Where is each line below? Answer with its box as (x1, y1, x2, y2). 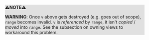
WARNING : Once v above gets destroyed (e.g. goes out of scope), (5, 14, 142, 20)
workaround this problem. (5, 30, 58, 35)
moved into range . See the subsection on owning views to (5, 24, 123, 30)
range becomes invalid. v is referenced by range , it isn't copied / (5, 19, 136, 25)
